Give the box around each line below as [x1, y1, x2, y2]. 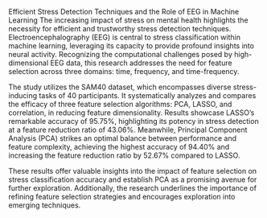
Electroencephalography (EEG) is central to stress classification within [8, 32, 241, 42]
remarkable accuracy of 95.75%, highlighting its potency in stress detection [8, 117, 259, 125]
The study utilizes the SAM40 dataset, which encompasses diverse [8, 82, 232, 92]
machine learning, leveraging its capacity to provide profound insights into [8, 41, 255, 51]
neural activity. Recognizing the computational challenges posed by [8, 50, 233, 59]
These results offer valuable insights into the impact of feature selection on [8, 167, 257, 175]
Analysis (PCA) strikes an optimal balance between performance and [8, 134, 237, 143]
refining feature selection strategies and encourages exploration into [8, 192, 236, 201]
